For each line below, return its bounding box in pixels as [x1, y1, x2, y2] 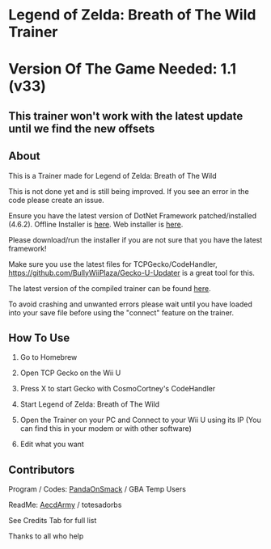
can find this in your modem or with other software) [19, 424, 193, 433]
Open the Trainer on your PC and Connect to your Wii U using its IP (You [19, 415, 261, 425]
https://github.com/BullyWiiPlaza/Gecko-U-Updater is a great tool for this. [8, 268, 255, 277]
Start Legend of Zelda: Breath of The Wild [19, 399, 160, 409]
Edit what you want [19, 439, 85, 450]
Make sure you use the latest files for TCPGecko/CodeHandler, [8, 259, 218, 268]
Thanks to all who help [8, 531, 84, 541]
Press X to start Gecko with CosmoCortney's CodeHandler [19, 384, 216, 394]
